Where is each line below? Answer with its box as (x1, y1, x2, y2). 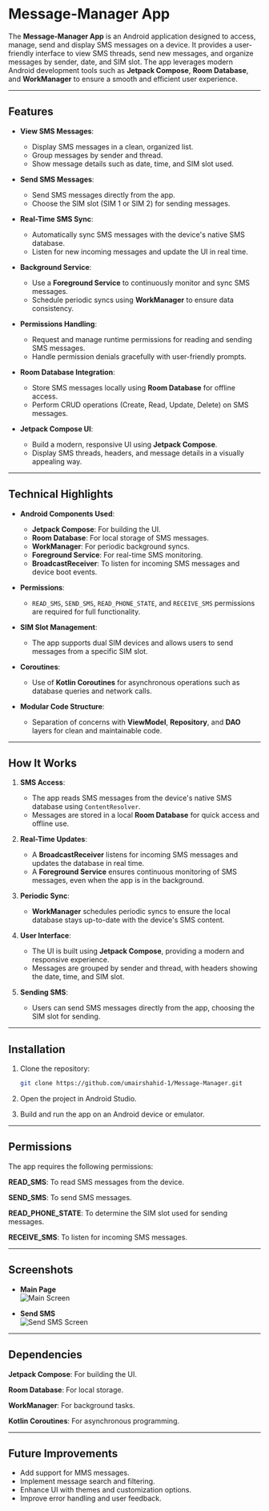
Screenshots (8, 1263, 74, 1277)
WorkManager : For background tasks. (8, 1400, 135, 1410)
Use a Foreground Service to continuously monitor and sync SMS (31, 278, 251, 288)
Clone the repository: (19, 1064, 90, 1073)
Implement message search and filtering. (19, 1476, 155, 1486)
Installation (8, 1042, 66, 1056)
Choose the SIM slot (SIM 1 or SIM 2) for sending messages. (31, 198, 231, 208)
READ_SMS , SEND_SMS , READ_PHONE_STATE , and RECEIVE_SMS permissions (31, 598, 255, 607)
